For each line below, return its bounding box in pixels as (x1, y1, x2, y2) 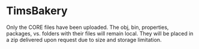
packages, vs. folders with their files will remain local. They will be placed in (6, 30, 194, 37)
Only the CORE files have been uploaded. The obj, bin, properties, (6, 24, 169, 31)
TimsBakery (6, 4, 68, 18)
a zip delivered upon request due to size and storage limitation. (6, 36, 162, 43)
